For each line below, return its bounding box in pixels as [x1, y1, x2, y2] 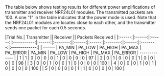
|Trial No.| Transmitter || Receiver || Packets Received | [5, 34, 116, 40]
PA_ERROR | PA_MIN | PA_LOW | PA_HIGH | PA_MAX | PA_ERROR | [5, 50, 139, 56]
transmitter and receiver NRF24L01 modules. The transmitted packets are [5, 9, 153, 15]
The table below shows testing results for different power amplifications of [5, 4, 156, 10]
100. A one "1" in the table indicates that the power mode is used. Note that [5, 15, 157, 20]
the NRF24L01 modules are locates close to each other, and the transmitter [5, 19, 156, 25]
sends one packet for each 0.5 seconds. [5, 25, 87, 31]
